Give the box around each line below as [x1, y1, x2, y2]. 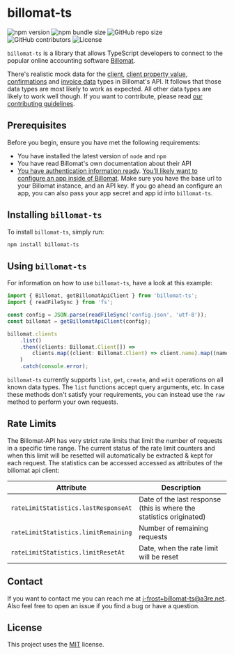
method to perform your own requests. [7, 398, 118, 406]
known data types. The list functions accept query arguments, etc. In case [7, 383, 225, 391]
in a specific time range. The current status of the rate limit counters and [7, 444, 216, 452]
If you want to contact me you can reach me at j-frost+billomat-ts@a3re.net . [7, 594, 226, 603]
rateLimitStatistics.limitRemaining [10, 528, 132, 536]
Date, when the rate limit [139, 543, 219, 552]
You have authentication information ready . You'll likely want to [17, 166, 198, 175]
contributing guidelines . [7, 99, 75, 107]
